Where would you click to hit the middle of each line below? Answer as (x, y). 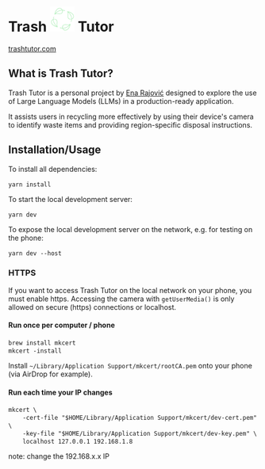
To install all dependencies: (53, 169)
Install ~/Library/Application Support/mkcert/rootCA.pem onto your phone (130, 366)
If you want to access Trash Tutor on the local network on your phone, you (130, 290)
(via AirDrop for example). (50, 374)
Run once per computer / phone (61, 325)
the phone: (26, 238)
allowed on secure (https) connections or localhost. (92, 307)
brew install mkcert (42, 343)
